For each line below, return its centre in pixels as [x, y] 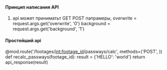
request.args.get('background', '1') [48, 29]
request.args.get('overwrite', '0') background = [61, 24]
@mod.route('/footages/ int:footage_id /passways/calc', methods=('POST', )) [84, 52]
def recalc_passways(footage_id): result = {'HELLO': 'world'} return [75, 57]
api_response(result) [27, 62]
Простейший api [23, 40]
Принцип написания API [32, 7]
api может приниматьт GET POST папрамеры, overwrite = [75, 18]
